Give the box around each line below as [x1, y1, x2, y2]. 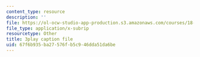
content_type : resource [6, 8, 65, 15]
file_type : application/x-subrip [6, 25, 89, 31]
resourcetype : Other [6, 31, 58, 37]
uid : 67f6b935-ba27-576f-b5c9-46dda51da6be [6, 42, 116, 48]
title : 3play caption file [6, 36, 73, 42]
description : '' [6, 14, 46, 20]
